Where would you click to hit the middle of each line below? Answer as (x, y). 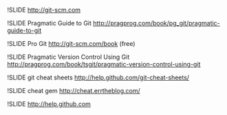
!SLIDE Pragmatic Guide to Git (49, 23)
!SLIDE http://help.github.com (49, 104)
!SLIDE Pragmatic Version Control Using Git (68, 57)
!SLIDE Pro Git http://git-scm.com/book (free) (71, 43)
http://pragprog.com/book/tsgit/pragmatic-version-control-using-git (104, 64)
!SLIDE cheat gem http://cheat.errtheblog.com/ (74, 91)
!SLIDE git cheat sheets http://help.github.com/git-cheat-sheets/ (98, 77)
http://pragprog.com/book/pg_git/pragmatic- (156, 23)
